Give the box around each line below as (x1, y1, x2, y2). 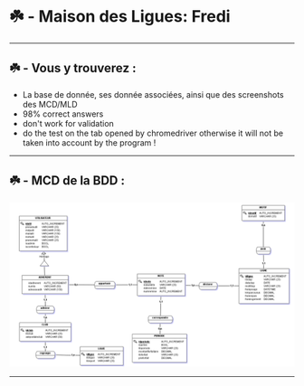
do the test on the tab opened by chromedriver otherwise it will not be (22, 127, 283, 138)
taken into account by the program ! (22, 137, 157, 148)
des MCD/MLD (22, 99, 78, 109)
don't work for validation (22, 118, 115, 128)
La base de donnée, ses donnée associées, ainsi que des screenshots (22, 89, 284, 99)
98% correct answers (22, 108, 104, 119)
